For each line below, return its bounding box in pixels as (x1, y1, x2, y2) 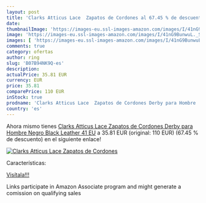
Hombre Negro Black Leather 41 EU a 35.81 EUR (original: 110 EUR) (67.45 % (6, 129, 199, 136)
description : (6, 65, 40, 72)
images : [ (6, 37, 32, 43)
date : (6, 20, 20, 26)
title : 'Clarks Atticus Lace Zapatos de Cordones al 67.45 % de (6, 15, 177, 21)
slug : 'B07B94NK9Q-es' (6, 60, 64, 66)
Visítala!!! (6, 171, 29, 178)
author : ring (6, 54, 40, 61)
